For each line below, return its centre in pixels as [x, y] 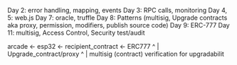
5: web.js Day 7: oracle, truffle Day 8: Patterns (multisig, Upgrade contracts [117, 18]
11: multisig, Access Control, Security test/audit [76, 32]
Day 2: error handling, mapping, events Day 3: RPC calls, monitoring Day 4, [117, 10]
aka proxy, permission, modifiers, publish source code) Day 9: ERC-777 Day [118, 25]
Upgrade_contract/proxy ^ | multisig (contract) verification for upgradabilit [116, 54]
